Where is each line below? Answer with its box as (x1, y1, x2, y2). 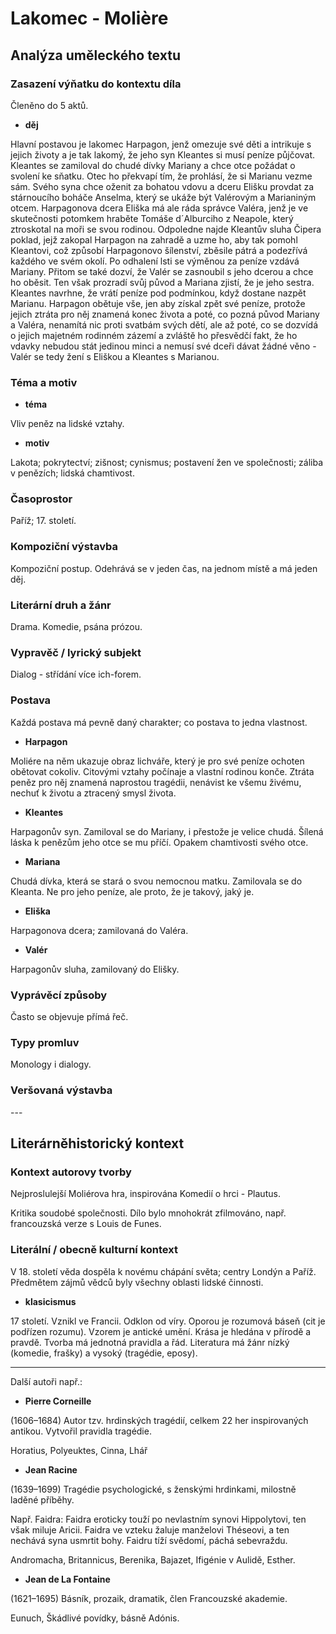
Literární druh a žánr (10, 598, 112, 612)
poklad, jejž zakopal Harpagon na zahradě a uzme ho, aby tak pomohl (10, 233, 298, 246)
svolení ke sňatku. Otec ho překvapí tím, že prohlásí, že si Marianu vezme (10, 170, 313, 182)
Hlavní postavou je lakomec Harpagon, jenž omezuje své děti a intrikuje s (10, 138, 312, 150)
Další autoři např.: (10, 1375, 83, 1387)
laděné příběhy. (10, 1493, 75, 1506)
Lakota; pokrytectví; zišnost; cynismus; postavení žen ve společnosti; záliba (10, 457, 324, 469)
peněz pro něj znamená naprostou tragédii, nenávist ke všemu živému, (10, 776, 302, 788)
